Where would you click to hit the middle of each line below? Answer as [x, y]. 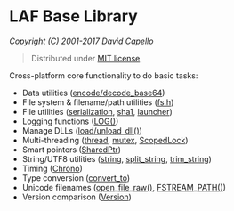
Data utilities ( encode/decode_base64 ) [93, 93]
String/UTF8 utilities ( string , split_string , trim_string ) [117, 158]
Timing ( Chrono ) [52, 168]
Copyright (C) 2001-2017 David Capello [81, 41]
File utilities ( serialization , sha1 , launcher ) [97, 111]
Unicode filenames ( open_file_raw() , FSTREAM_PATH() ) [124, 187]
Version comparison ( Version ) [77, 197]
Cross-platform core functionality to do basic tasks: [104, 75]
